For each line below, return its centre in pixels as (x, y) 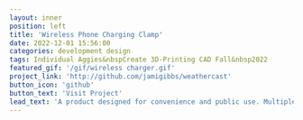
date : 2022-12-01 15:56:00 (60, 43)
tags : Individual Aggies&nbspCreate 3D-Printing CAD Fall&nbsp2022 (139, 60)
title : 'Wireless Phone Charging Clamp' (87, 34)
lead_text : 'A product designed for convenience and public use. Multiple (153, 102)
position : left (38, 26)
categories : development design (70, 51)
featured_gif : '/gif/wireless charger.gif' (92, 69)
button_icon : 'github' (52, 85)
